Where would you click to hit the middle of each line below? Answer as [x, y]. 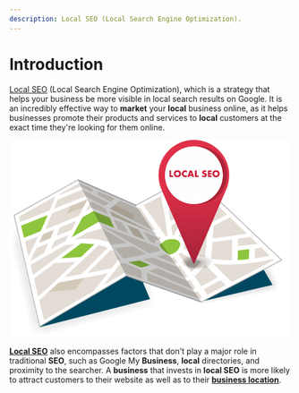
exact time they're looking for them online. [87, 127]
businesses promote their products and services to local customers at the [145, 117]
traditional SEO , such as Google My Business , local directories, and [134, 360]
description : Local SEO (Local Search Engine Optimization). [126, 19]
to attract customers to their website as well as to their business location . [145, 380]
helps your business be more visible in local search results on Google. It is [146, 98]
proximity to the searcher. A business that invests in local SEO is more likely [150, 370]
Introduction [56, 64]
